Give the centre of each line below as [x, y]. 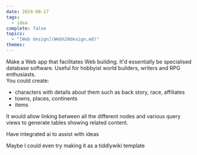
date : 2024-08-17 [28, 12]
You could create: [28, 80]
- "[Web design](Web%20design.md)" [55, 39]
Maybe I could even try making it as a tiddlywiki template [76, 145]
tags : [13, 17]
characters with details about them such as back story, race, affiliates [100, 92]
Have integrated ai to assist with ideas [53, 134]
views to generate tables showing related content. [67, 122]
